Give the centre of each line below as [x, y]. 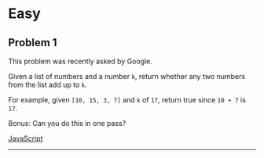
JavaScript [26, 138]
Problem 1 [33, 43]
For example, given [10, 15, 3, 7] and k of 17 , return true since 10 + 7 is [127, 100]
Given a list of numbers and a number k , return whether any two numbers [127, 76]
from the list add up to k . [48, 84]
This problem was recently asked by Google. [81, 61]
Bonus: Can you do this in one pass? [67, 123]
